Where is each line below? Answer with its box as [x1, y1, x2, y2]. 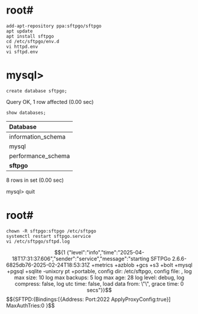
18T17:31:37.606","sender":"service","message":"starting [11, 255, 150, 262]
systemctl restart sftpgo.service [6, 233, 92, 239]
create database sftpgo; [6, 88, 67, 94]
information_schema [9, 132, 66, 140]
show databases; [6, 110, 46, 116]
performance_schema [9, 152, 70, 160]
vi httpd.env [6, 44, 38, 50]
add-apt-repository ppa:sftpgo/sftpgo [6, 23, 102, 29]
